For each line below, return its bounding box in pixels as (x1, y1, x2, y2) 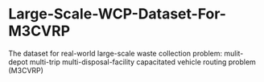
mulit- (224, 48, 244, 58)
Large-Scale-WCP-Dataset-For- (8, 5, 227, 23)
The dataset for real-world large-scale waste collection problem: (8, 48, 223, 58)
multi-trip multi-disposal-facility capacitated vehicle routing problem (29, 57, 256, 67)
